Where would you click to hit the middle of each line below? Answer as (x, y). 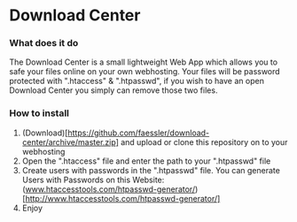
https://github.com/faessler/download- (139, 133)
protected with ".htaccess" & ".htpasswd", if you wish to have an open (137, 81)
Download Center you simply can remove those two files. (113, 90)
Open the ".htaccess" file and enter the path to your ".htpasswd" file (146, 161)
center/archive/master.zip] (70, 142)
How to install (39, 113)
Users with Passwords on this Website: (93, 180)
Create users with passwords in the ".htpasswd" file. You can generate (151, 170)
